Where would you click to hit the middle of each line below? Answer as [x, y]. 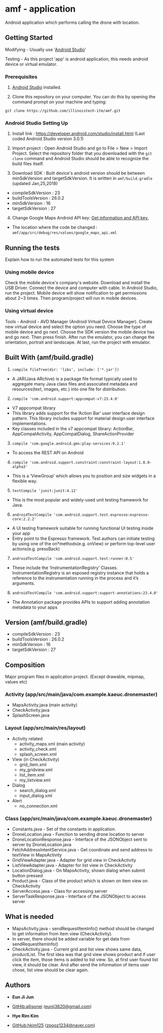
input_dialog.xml [36, 795]
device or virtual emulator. [31, 64]
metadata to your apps [35, 607]
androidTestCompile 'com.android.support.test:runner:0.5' [73, 558]
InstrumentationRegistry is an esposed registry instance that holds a [81, 572]
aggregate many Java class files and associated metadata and [75, 384]
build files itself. [28, 164]
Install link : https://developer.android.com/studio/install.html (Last [78, 134]
